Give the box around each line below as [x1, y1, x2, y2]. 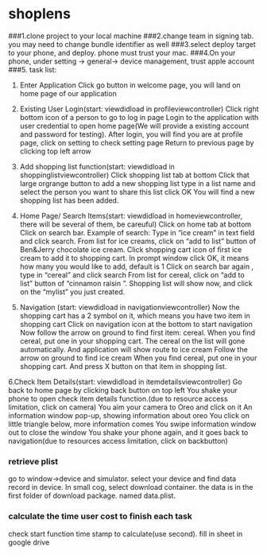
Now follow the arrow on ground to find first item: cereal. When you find [19, 328, 256, 337]
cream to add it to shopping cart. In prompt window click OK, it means [19, 253, 250, 262]
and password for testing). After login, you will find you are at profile [19, 129, 244, 139]
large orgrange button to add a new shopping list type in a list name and [19, 178, 256, 188]
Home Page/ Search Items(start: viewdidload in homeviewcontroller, [19, 211, 243, 220]
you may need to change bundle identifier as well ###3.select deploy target [8, 39, 256, 49]
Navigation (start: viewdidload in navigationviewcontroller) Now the [19, 302, 240, 312]
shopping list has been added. [19, 196, 119, 205]
